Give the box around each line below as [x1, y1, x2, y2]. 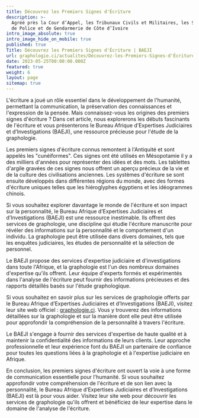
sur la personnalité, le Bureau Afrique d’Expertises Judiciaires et [6, 208, 163, 215]
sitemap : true [6, 81, 41, 87]
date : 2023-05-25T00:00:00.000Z [6, 58, 86, 64]
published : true [6, 42, 46, 48]
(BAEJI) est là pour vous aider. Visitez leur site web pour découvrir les [6, 393, 176, 399]
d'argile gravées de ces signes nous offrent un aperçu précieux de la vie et [6, 165, 190, 172]
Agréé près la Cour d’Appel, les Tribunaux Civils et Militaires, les [11, 20, 190, 25]
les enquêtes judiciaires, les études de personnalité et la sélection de [6, 240, 175, 246]
